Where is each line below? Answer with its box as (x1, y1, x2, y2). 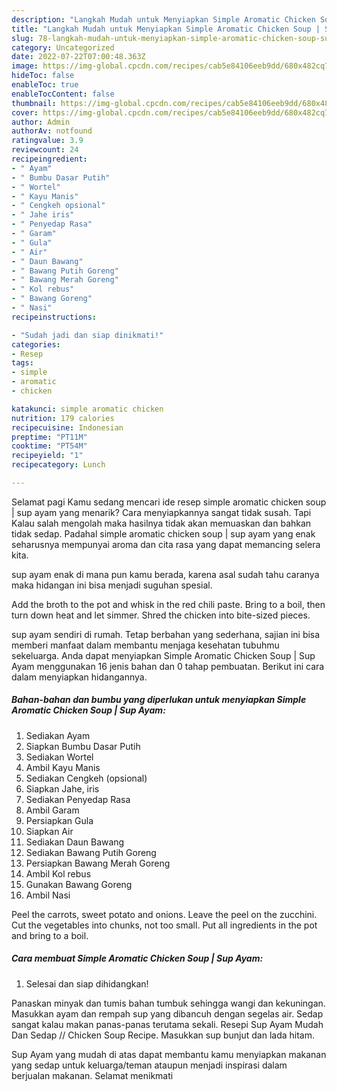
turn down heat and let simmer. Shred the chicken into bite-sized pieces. (11, 609, 311, 621)
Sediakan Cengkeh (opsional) (25, 772, 148, 784)
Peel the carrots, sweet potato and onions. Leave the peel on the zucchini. (11, 908, 318, 920)
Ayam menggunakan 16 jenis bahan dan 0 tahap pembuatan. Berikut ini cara (11, 660, 325, 672)
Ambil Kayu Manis (25, 761, 101, 773)
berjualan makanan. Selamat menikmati (11, 1069, 174, 1081)
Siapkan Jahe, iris (25, 782, 100, 795)
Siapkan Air (25, 825, 74, 837)
